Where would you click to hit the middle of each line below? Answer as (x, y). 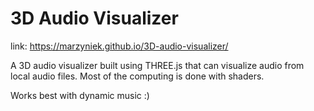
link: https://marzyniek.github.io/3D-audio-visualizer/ (119, 46)
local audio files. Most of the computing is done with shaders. (137, 76)
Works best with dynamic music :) (80, 95)
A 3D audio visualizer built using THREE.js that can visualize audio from (157, 65)
